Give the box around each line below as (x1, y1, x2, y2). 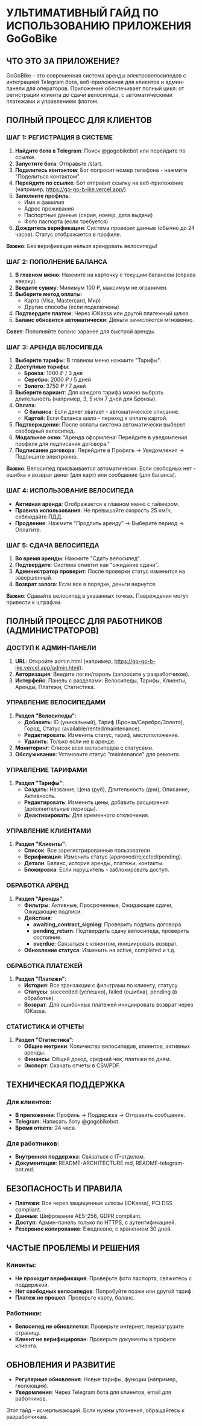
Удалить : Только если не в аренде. (24, 738, 116, 745)
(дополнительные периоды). (24, 805, 98, 813)
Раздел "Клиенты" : (14, 840, 67, 848)
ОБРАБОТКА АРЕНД (6, 881, 69, 889)
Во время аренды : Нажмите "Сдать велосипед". (14, 554, 141, 562)
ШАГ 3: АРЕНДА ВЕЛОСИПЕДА (6, 342, 103, 351)
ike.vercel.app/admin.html (14, 664, 80, 671)
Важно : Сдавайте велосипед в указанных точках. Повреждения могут (6, 592, 189, 599)
